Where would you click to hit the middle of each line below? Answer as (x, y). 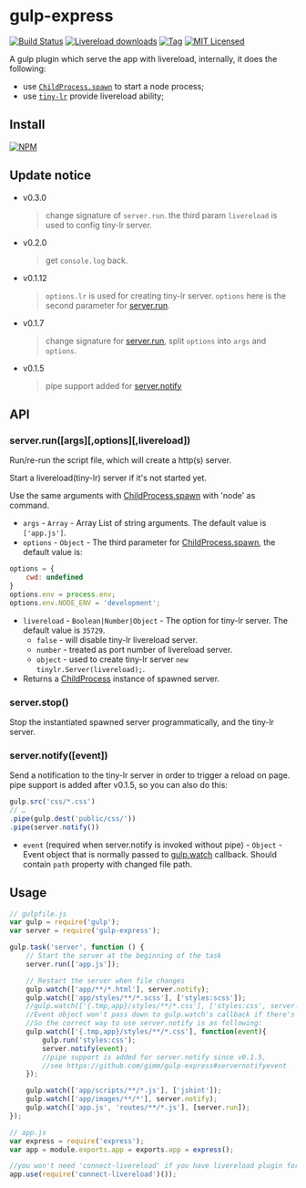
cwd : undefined (55, 578)
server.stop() (39, 702)
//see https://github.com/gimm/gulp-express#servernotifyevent (164, 1066)
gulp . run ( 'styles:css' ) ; (89, 1040)
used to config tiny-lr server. (99, 225)
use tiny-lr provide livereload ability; (93, 96)
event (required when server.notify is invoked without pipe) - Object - (153, 845)
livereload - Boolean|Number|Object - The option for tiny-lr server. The (155, 620)
